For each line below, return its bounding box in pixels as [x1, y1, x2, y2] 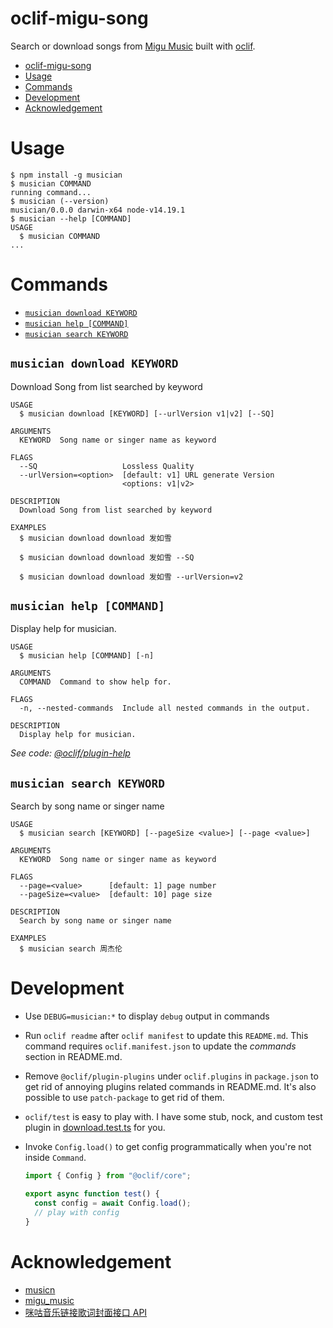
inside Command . [24, 1152, 87, 1164]
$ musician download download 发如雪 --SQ [19, 552, 195, 562]
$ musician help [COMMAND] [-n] [19, 651, 155, 661]
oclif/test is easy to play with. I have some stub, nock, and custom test [24, 1111, 323, 1123]
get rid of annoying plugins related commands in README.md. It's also [24, 1081, 317, 1093]
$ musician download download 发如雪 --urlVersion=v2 [19, 572, 244, 582]
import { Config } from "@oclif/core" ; [24, 1171, 192, 1181]
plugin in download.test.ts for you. [24, 1122, 166, 1134]
